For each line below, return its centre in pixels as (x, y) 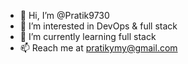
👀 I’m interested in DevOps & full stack (98, 26)
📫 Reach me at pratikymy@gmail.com (98, 48)
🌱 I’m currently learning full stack (88, 36)
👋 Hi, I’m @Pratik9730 (64, 15)
